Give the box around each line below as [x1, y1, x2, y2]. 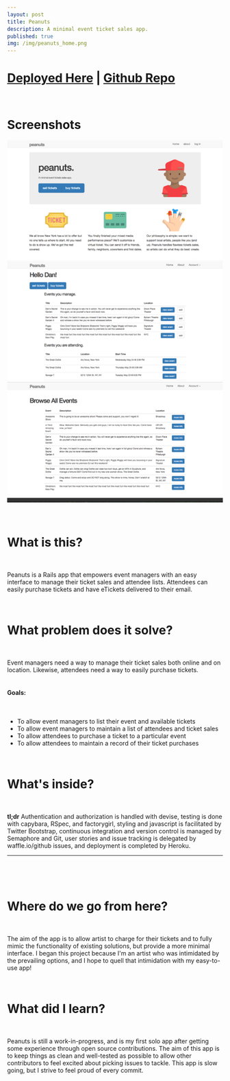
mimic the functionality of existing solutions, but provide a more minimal [7, 942, 210, 950]
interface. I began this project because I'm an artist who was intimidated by [7, 949, 220, 957]
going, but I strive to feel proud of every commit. [7, 1066, 144, 1074]
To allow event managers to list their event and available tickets [16, 717, 196, 725]
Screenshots [7, 117, 81, 133]
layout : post [7, 11, 44, 18]
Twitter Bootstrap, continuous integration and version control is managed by [7, 827, 222, 835]
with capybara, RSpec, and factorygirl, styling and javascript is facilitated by [7, 820, 222, 828]
